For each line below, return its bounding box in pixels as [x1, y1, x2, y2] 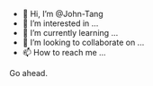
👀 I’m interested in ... [22, 18, 99, 29]
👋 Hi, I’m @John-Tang [22, 9, 103, 19]
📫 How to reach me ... [22, 47, 106, 57]
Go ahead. [9, 68, 48, 78]
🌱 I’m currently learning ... [22, 28, 119, 38]
